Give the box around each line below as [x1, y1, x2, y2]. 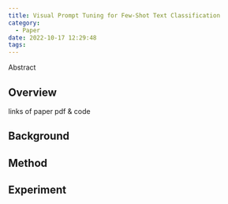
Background [8, 130, 69, 143]
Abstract [8, 62, 36, 72]
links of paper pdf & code [8, 106, 91, 115]
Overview [8, 85, 58, 99]
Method [8, 156, 48, 170]
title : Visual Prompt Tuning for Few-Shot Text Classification [8, 11, 221, 20]
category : [8, 19, 41, 27]
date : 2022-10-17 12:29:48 [8, 33, 97, 42]
